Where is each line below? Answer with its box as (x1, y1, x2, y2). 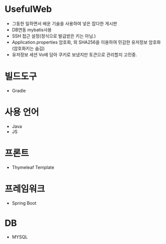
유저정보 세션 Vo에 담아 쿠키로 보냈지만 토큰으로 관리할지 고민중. (11, 51, 138, 58)
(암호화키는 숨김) (11, 45, 45, 51)
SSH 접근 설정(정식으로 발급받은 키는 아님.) (11, 33, 96, 39)
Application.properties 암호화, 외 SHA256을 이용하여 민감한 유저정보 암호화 (11, 39, 161, 45)
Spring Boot (11, 200, 37, 206)
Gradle (11, 87, 26, 93)
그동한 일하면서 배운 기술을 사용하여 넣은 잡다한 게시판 (11, 20, 118, 26)
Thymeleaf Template (11, 164, 54, 170)
